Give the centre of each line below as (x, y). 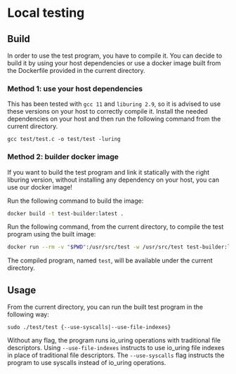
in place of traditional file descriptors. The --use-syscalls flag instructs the (116, 355)
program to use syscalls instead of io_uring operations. (87, 363)
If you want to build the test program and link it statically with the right (109, 172)
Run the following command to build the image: (76, 201)
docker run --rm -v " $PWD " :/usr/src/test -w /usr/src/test (96, 247)
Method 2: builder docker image (63, 157)
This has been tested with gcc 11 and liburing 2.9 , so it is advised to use (114, 104)
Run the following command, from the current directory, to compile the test (116, 227)
